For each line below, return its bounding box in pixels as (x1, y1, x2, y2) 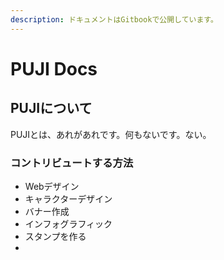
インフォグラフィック (24, 217, 113, 230)
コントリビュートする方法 (10, 156, 134, 170)
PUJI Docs (10, 57, 98, 80)
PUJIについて (10, 100, 93, 117)
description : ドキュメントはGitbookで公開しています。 (10, 14, 218, 25)
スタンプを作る (24, 230, 87, 242)
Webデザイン (24, 180, 80, 192)
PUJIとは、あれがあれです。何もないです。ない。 (10, 128, 212, 140)
